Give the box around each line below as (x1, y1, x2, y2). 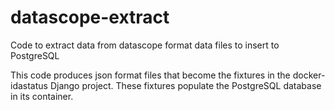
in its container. (10, 90, 74, 102)
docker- (292, 69, 326, 81)
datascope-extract (10, 6, 170, 29)
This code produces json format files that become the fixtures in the (10, 69, 291, 81)
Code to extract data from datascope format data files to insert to (10, 39, 280, 51)
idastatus (10, 79, 48, 91)
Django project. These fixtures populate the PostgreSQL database (49, 79, 322, 91)
